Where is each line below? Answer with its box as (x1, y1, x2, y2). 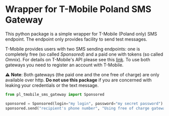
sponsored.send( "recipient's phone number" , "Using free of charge (5, 105, 150, 111)
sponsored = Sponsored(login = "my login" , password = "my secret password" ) (5, 101, 163, 106)
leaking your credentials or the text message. (5, 82, 99, 88)
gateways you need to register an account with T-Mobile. (5, 62, 124, 68)
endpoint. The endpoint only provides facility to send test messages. (5, 36, 147, 42)
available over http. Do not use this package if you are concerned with (5, 77, 152, 83)
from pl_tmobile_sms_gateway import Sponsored (5, 92, 105, 97)
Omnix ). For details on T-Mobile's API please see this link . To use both (5, 56, 150, 62)
